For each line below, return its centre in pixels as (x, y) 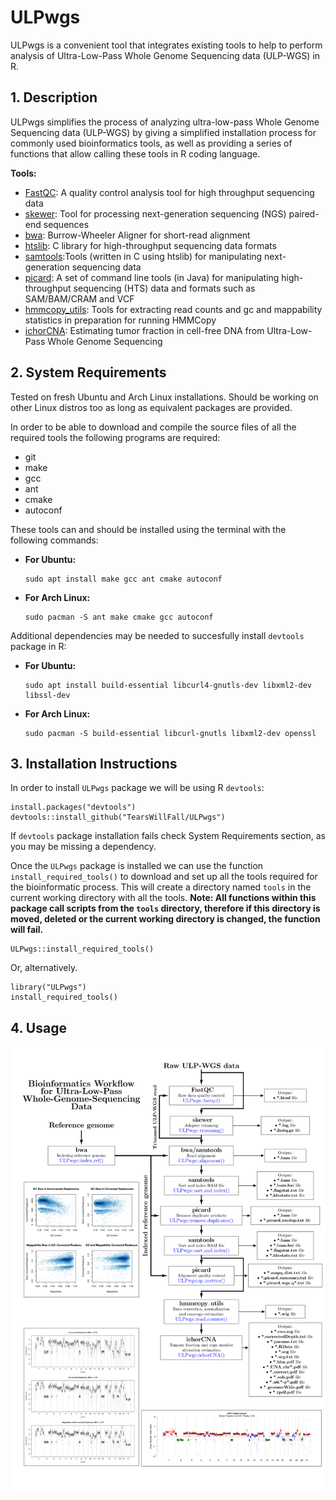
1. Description (54, 97)
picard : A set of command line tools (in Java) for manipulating (152, 277)
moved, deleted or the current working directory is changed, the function (165, 919)
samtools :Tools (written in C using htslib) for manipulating (143, 256)
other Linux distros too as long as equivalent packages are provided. (151, 407)
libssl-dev (47, 695)
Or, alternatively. (44, 968)
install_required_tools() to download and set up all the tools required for (164, 877)
